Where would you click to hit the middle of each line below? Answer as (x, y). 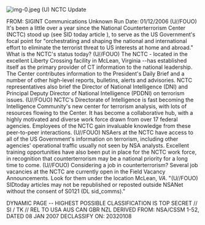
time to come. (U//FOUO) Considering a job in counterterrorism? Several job (102, 165)
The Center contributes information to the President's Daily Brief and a (95, 73)
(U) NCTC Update (64, 10)
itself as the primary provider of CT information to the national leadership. (99, 67)
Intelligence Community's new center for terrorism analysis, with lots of (97, 106)
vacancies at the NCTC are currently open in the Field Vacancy (86, 172)
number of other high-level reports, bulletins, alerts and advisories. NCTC (99, 80)
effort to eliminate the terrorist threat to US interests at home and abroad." (100, 47)
